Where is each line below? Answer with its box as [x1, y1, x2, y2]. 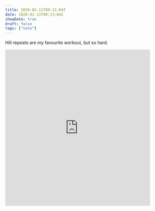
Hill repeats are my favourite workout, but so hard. [5, 39, 108, 45]
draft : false [5, 21, 32, 26]
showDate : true [5, 16, 37, 21]
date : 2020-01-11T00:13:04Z [5, 12, 64, 17]
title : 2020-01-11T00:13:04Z [5, 7, 66, 12]
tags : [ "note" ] [5, 26, 37, 31]
